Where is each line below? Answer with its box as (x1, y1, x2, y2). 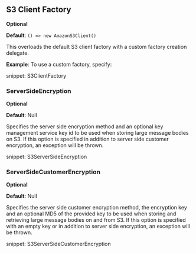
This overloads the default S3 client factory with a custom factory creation (6, 43, 187, 50)
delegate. (6, 49, 30, 56)
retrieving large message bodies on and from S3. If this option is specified (6, 217, 186, 224)
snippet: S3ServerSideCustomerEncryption (6, 241, 111, 248)
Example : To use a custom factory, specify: (6, 61, 112, 68)
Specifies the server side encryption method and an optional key (6, 123, 164, 130)
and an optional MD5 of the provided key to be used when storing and (6, 210, 177, 217)
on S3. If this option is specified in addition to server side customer (6, 135, 169, 143)
